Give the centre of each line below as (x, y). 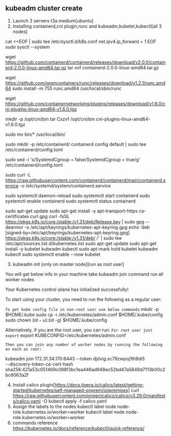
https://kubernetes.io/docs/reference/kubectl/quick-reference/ (79, 428)
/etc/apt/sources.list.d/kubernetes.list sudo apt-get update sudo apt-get (81, 243)
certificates (17, 216)
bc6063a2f (17, 375)
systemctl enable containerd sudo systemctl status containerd (70, 201)
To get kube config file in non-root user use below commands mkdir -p (82, 309)
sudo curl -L (18, 175)
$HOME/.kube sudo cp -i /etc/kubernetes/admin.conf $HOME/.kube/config (84, 314)
